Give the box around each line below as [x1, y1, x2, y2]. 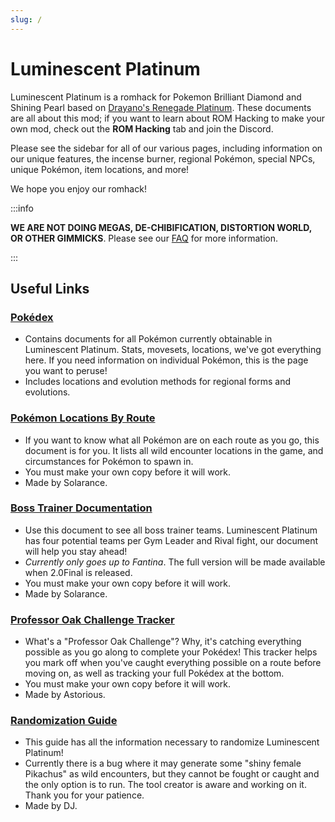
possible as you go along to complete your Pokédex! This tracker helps [24, 646, 318, 658]
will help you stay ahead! [24, 545, 128, 557]
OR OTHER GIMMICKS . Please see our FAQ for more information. [10, 232, 278, 244]
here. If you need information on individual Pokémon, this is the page [24, 354, 309, 366]
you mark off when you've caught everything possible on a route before [24, 657, 322, 669]
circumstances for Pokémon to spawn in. [24, 455, 194, 467]
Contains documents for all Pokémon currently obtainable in [24, 333, 273, 345]
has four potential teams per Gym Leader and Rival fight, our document [24, 534, 319, 546]
